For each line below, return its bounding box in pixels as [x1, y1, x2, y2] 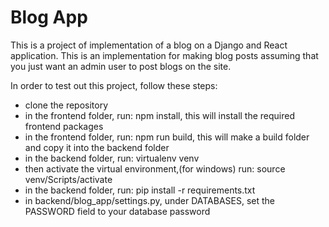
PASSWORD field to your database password [24, 205, 211, 217]
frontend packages [24, 120, 104, 132]
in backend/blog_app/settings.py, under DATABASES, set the [24, 194, 276, 206]
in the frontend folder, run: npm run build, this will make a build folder [24, 131, 310, 143]
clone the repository [24, 99, 109, 111]
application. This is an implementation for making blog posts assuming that [10, 49, 319, 61]
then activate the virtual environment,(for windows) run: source [24, 162, 286, 175]
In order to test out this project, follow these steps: [10, 79, 218, 91]
